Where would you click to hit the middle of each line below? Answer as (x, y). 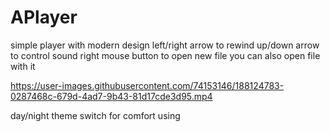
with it (23, 66)
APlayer (44, 17)
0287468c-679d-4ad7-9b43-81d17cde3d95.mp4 (111, 96)
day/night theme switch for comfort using (95, 115)
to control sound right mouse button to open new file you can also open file (165, 55)
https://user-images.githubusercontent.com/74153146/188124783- (147, 85)
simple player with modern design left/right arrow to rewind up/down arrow (165, 45)
